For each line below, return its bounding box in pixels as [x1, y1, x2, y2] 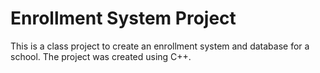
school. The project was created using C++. [10, 50, 192, 62]
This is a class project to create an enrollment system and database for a [10, 40, 310, 52]
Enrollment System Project [10, 7, 237, 30]
